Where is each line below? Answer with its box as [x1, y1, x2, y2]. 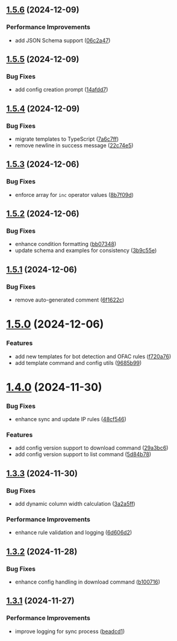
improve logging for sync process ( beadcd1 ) [14, 628, 125, 635]
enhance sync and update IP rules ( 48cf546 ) [14, 416, 126, 423]
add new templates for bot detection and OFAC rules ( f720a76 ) [14, 353, 172, 360]
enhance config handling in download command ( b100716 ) [14, 578, 161, 585]
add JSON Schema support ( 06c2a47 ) [14, 36, 111, 44]
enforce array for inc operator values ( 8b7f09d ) [14, 191, 134, 198]
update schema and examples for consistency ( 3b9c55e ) [14, 247, 157, 254]
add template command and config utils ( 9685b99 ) [14, 359, 142, 366]
